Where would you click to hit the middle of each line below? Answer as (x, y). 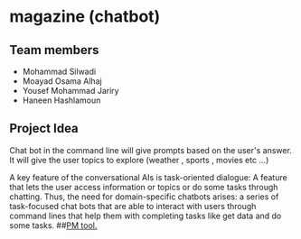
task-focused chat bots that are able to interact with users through (133, 206)
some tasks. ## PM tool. (53, 225)
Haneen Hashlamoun (61, 100)
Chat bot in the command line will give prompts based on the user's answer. (150, 150)
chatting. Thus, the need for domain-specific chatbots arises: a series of (144, 197)
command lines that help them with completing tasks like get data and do (146, 216)
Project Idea (44, 129)
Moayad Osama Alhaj (62, 81)
